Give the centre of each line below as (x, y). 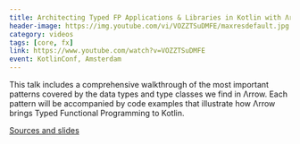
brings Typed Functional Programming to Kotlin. (97, 113)
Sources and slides (45, 130)
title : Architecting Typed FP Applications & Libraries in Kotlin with (145, 17)
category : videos (42, 34)
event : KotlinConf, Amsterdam (66, 59)
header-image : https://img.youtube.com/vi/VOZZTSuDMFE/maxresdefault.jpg (150, 26)
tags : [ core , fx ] (42, 42)
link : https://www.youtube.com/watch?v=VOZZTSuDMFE (107, 51)
